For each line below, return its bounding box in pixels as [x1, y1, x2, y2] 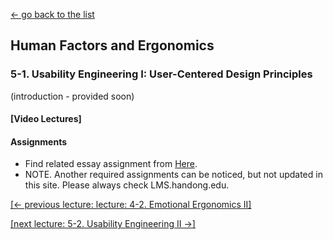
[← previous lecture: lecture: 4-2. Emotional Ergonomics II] [10, 199, 252, 211]
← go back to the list [10, 9, 95, 20]
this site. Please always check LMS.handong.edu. [24, 179, 230, 191]
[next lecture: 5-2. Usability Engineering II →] [10, 218, 196, 230]
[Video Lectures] [10, 113, 82, 125]
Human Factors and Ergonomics [10, 37, 215, 54]
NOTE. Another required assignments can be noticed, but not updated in [24, 169, 323, 181]
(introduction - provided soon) [10, 90, 135, 102]
